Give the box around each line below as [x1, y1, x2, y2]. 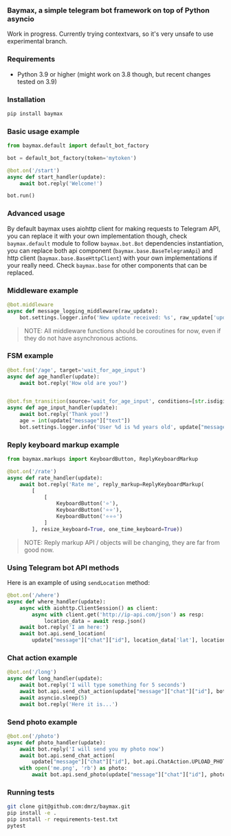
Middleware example [7, 286, 79, 295]
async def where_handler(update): [7, 598, 107, 605]
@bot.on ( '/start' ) [7, 167, 60, 174]
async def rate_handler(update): [7, 475, 103, 481]
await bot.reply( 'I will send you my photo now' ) [19, 746, 165, 753]
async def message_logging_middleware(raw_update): [7, 308, 158, 315]
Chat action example [7, 653, 78, 662]
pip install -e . [7, 810, 57, 817]
